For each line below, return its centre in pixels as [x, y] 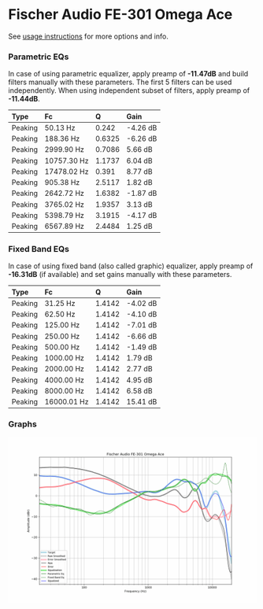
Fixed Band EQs [39, 249]
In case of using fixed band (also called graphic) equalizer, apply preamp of [131, 266]
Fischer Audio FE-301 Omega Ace [120, 15]
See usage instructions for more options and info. [89, 36]
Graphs [22, 424]
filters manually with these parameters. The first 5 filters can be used [120, 82]
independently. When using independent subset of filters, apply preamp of [129, 90]
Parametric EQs [39, 57]
